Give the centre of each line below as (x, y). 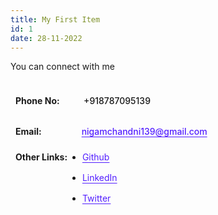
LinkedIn (99, 178)
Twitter (96, 198)
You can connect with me (62, 67)
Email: (28, 132)
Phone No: (37, 101)
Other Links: (41, 157)
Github (95, 157)
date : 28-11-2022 (46, 38)
